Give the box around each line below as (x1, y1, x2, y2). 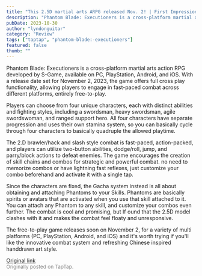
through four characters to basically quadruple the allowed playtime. (6, 127, 176, 134)
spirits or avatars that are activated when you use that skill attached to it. (6, 195, 186, 202)
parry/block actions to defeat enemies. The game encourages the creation (6, 152, 191, 159)
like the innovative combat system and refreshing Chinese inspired (6, 239, 171, 246)
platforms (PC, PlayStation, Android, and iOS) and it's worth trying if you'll (6, 232, 189, 239)
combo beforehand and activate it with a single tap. (6, 171, 133, 178)
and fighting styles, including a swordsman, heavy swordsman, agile (6, 108, 176, 115)
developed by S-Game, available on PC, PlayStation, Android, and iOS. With (6, 70, 194, 78)
